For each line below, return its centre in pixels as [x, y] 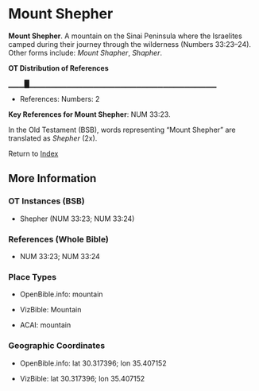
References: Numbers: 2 [60, 99]
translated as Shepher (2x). [53, 138]
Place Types [33, 277]
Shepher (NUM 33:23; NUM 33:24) [77, 219]
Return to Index [33, 153]
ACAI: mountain [45, 325]
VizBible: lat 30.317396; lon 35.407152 [82, 378]
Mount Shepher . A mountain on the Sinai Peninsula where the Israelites [125, 36]
